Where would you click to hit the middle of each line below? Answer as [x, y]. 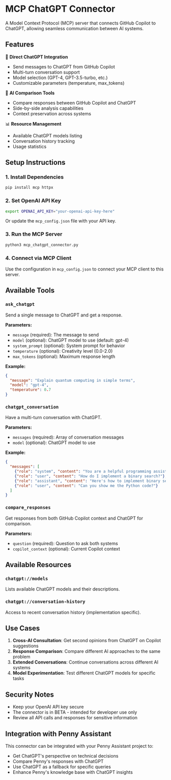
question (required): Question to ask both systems [65, 543]
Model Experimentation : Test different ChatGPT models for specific [84, 673]
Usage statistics [30, 147]
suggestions [26, 646]
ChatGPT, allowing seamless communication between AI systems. [75, 28]
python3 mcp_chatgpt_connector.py [42, 245]
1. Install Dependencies [35, 177]
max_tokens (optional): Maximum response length [64, 356]
